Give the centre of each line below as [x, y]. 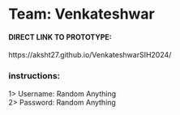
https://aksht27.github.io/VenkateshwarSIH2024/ [90, 55]
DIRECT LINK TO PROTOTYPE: [60, 36]
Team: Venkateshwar [82, 14]
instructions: [34, 76]
